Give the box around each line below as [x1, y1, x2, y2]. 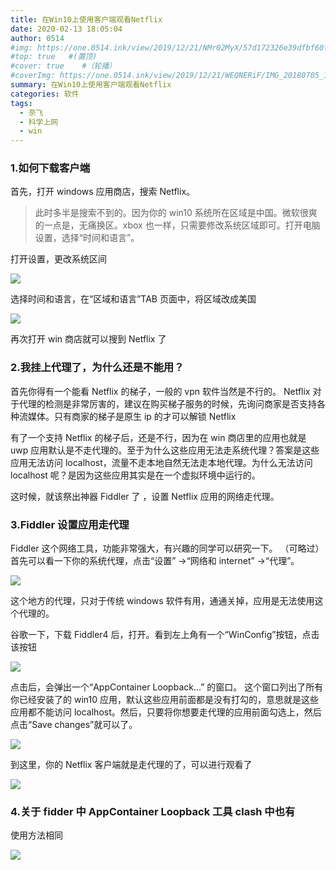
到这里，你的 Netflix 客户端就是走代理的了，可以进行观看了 [10, 759, 253, 771]
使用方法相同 [10, 829, 63, 841]
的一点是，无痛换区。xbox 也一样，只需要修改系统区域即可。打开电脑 [34, 219, 321, 231]
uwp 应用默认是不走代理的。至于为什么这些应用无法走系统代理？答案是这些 [10, 444, 320, 456]
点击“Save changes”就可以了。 [10, 719, 138, 731]
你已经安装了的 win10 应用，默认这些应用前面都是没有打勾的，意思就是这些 [10, 694, 319, 706]
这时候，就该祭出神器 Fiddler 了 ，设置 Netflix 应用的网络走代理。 [10, 490, 280, 502]
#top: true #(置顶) [10, 52, 98, 62]
